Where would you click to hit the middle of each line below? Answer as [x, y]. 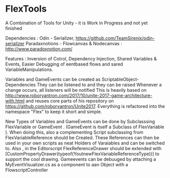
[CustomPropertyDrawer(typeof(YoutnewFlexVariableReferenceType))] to [82, 154]
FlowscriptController [27, 170]
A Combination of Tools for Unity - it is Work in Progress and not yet [77, 23]
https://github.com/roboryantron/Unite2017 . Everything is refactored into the [85, 106]
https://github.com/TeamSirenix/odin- [115, 38]
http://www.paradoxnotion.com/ [39, 49]
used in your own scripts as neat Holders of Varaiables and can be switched [85, 143]
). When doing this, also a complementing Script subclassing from [74, 132]
